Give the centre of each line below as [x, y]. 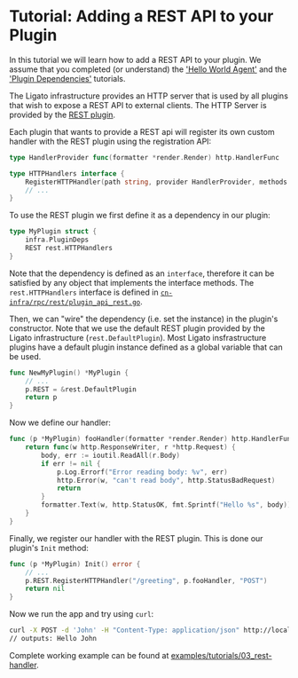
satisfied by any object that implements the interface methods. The [132, 282]
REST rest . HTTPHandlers [69, 248]
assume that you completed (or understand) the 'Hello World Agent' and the [148, 69]
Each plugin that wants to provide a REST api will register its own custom [142, 131]
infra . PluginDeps [57, 240]
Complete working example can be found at [89, 655]
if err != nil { [71, 463]
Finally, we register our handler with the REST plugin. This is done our [136, 538]
